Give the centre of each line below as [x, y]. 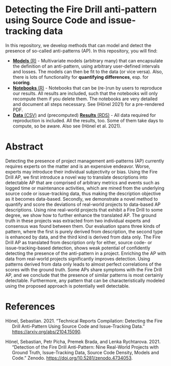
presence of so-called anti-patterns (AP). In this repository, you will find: [81, 51]
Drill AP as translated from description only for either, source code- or [79, 242]
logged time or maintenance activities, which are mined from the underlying [85, 188]
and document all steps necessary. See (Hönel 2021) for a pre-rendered [88, 104]
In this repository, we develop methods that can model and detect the [78, 45]
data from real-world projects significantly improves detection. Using [78, 259]
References [30, 307]
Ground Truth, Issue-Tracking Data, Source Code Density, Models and [86, 352]
